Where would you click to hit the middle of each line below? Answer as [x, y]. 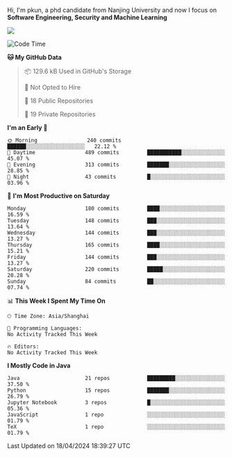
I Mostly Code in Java [39, 365]
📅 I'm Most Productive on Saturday [58, 196]
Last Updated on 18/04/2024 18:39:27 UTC [69, 446]
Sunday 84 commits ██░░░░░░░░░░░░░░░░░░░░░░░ [116, 281]
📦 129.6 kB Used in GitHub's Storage [78, 71]
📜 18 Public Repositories [59, 101]
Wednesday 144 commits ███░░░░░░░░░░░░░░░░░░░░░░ [116, 233]
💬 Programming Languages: [44, 329]
